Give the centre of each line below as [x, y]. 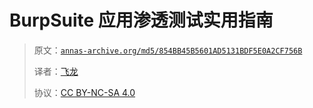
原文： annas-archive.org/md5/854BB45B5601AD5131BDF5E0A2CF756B [168, 50]
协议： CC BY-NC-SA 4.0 [84, 92]
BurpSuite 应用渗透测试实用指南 [141, 20]
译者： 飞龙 [56, 71]
